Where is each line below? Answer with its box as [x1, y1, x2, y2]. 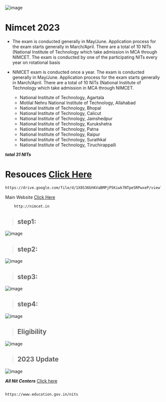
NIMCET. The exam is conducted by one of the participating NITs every [12, 54, 158, 60]
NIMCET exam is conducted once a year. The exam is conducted [12, 69, 145, 75]
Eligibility [17, 328, 47, 336]
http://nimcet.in [14, 204, 50, 209]
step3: [17, 273, 38, 281]
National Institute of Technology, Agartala [19, 94, 105, 100]
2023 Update [17, 355, 59, 364]
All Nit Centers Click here [5, 378, 58, 384]
